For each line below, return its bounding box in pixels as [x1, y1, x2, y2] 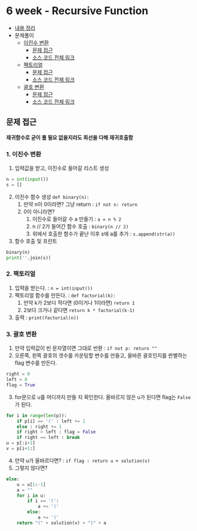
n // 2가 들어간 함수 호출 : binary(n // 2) [32, 222, 129, 230]
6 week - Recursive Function [6, 4, 149, 18]
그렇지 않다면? [14, 464, 48, 471]
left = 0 [6, 376, 28, 383]
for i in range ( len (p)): [6, 412, 67, 418]
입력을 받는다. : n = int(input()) [14, 284, 93, 291]
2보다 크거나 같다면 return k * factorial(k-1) [23, 306, 135, 313]
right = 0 [6, 371, 31, 377]
